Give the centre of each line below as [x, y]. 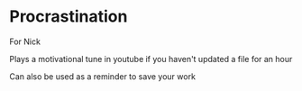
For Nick [25, 41]
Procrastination [69, 17]
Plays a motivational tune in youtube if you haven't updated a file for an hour [151, 59]
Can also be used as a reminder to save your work [103, 76]
